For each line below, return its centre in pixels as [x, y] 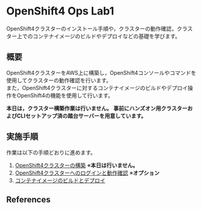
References [28, 200]
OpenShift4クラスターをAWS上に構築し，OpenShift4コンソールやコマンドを [101, 72]
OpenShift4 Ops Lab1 [60, 11]
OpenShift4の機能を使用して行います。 [65, 95]
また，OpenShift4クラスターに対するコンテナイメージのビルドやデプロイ [97, 88]
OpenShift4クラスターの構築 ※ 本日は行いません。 [77, 165]
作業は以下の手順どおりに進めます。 [51, 152]
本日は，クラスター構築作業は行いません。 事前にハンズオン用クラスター [97, 108]
